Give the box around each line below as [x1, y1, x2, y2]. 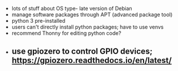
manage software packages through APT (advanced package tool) [11, 11, 173, 18]
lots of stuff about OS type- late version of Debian [11, 5, 133, 12]
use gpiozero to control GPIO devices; [11, 47, 153, 56]
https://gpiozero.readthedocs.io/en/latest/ [11, 55, 172, 66]
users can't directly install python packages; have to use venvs [11, 23, 164, 30]
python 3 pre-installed [11, 17, 66, 24]
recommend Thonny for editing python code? [11, 30, 122, 37]
